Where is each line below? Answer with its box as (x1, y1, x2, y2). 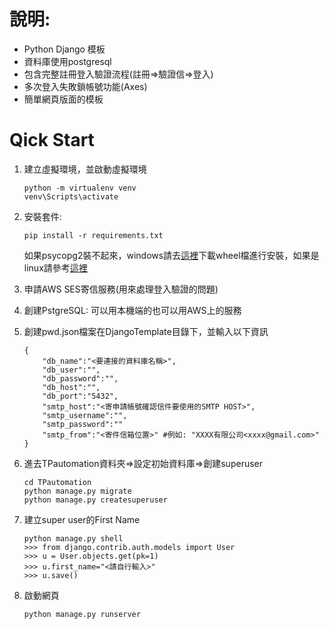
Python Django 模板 (23, 43, 106, 55)
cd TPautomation (23, 477, 92, 487)
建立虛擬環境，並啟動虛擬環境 (23, 163, 147, 175)
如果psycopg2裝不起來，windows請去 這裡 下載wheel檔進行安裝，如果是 (23, 249, 320, 261)
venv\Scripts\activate (23, 191, 119, 202)
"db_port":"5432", (42, 391, 119, 401)
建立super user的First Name (23, 513, 141, 525)
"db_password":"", (42, 373, 119, 384)
